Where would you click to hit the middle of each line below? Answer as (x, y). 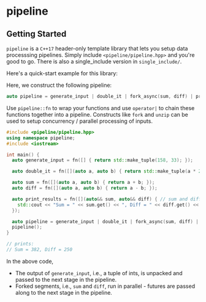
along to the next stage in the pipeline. (63, 292)
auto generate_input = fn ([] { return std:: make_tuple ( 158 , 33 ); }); (102, 160)
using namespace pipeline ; (41, 138)
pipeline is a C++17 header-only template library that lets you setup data (97, 48)
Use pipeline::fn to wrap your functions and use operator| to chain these (101, 108)
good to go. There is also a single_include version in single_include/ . (94, 61)
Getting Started (36, 34)
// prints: (20, 244)
